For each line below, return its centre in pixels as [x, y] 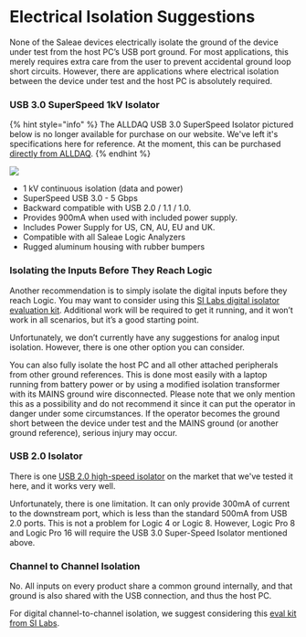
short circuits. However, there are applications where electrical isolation [144, 71]
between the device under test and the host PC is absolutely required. [141, 80]
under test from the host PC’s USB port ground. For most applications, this [149, 51]
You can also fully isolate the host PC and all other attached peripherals [144, 365]
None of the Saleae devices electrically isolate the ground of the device [144, 42]
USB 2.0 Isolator [46, 456]
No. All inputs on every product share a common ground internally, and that [151, 586]
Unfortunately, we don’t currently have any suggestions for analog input [145, 337]
